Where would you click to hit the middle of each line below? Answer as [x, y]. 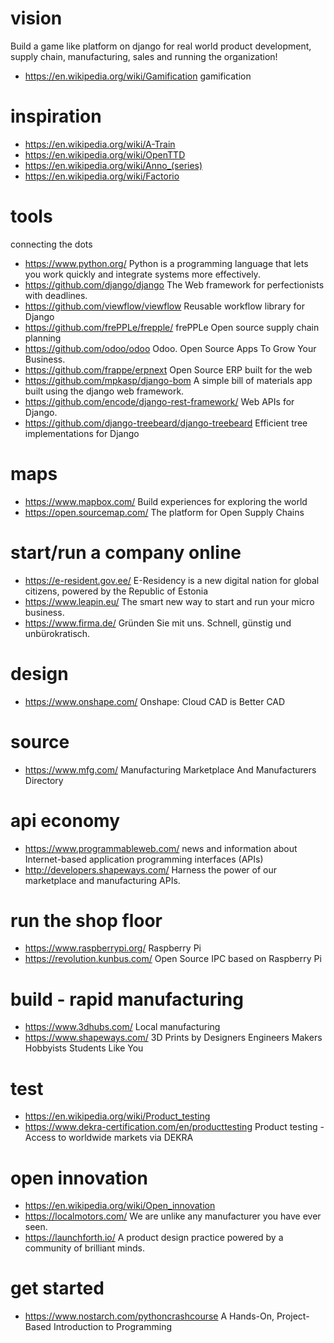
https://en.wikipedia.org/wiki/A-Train [100, 144]
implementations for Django [82, 433]
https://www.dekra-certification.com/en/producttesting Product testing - [174, 1127]
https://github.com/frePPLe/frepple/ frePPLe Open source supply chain [172, 327]
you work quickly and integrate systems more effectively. [142, 274]
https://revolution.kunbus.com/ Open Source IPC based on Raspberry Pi [173, 959]
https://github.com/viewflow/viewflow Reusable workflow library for [164, 306]
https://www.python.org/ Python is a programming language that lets [166, 263]
